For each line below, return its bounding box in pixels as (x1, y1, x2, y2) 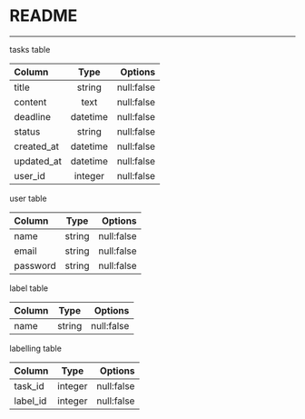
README (9, 5, 78, 26)
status (14, 125, 41, 137)
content (14, 95, 47, 108)
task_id (14, 379, 45, 392)
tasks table (9, 44, 51, 55)
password (14, 259, 56, 272)
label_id (14, 394, 47, 407)
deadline (14, 110, 52, 123)
